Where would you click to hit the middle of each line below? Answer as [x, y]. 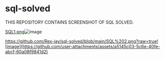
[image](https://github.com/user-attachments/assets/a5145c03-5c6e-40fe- [82, 46]
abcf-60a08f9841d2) [27, 52]
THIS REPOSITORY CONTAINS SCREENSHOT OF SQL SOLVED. [69, 22]
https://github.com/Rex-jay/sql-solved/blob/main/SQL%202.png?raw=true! [82, 41]
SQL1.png [15, 31]
